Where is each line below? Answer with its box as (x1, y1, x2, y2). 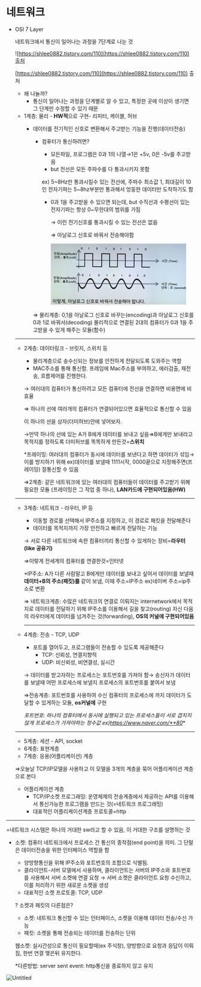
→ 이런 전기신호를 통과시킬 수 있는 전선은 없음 (50, 218, 158, 226)
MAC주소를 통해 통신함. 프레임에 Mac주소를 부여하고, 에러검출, (32, 364, 180, 371)
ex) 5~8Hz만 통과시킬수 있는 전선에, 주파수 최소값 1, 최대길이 (41, 178, 184, 185)
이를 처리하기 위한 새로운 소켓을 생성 (23, 881, 109, 888)
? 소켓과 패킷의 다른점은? (14, 901, 74, 909)
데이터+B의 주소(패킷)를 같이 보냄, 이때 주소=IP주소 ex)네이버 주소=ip (23, 577, 187, 584)
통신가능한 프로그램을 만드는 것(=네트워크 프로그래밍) (39, 800, 163, 808)
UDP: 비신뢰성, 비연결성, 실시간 (41, 659, 115, 666)
